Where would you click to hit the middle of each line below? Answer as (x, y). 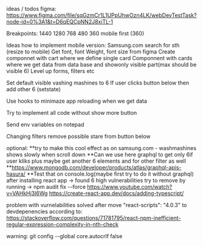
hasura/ (16, 174)
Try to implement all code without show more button (72, 113)
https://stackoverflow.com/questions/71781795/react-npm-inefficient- (94, 218)
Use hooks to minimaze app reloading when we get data (77, 101)
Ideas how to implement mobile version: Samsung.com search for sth (93, 45)
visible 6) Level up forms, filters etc (50, 71)
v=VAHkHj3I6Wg (27, 193)
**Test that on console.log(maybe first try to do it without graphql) (110, 174)
